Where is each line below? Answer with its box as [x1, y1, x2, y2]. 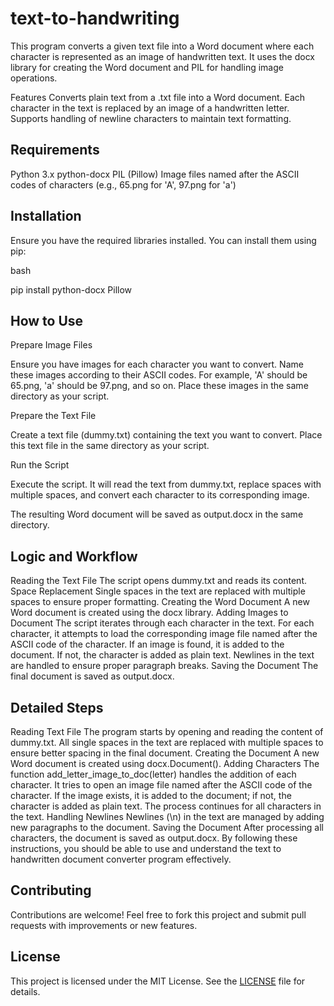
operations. [10, 72, 58, 84]
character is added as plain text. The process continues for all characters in [10, 800, 322, 812]
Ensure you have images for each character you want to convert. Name [10, 358, 304, 371]
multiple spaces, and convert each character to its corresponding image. [10, 489, 310, 501]
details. [10, 985, 41, 997]
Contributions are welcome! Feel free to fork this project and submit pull [10, 908, 307, 921]
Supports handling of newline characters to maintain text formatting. [10, 112, 292, 124]
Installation [10, 208, 82, 225]
